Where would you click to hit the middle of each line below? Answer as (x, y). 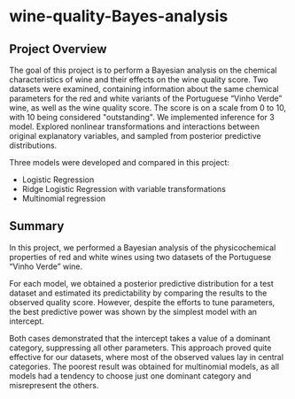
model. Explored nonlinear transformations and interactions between (134, 127)
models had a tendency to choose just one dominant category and (130, 376)
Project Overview (58, 49)
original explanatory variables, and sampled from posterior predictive (135, 136)
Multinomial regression (64, 198)
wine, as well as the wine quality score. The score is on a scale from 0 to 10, (147, 107)
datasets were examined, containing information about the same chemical (144, 89)
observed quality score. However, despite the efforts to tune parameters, (142, 302)
